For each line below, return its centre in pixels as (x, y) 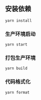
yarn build (16, 68)
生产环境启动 (20, 34)
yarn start (16, 45)
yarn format (17, 92)
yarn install (19, 21)
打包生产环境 (20, 58)
